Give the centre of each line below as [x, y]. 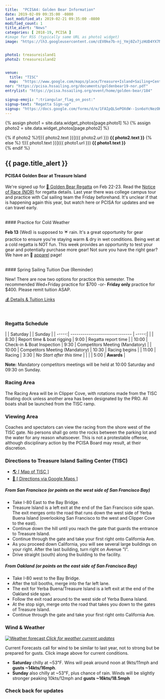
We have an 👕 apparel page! [34, 255]
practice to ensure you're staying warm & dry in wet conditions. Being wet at [82, 239]
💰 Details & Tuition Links [30, 300]
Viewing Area [22, 417]
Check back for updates [34, 691]
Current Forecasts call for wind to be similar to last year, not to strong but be [82, 648]
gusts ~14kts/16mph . [34, 668]
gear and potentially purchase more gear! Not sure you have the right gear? [82, 250]
